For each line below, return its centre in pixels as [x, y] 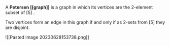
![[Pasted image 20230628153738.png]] [47, 37]
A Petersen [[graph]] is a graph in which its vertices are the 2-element [79, 7]
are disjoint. [18, 27]
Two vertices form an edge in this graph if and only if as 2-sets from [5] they [85, 22]
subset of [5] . [20, 12]
